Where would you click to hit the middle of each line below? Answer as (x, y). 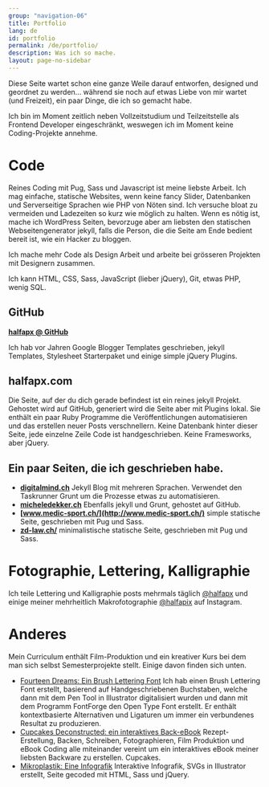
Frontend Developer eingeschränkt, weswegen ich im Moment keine (121, 124)
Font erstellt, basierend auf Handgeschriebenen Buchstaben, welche (134, 689)
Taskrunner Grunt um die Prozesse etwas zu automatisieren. (120, 496)
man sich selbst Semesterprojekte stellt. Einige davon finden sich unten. (127, 665)
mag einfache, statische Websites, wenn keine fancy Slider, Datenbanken (130, 196)
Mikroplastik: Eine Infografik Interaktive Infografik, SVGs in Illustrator (133, 766)
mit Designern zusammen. (52, 263)
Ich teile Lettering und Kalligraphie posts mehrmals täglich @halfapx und (128, 593)
